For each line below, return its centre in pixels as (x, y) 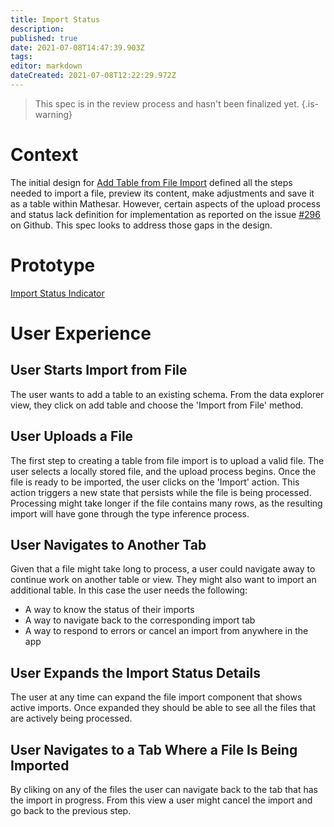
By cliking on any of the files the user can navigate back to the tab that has (164, 789)
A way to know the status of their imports (109, 610)
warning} (53, 114)
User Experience (81, 333)
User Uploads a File (72, 436)
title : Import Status (55, 19)
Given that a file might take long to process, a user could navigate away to (163, 569)
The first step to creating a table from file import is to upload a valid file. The (167, 460)
